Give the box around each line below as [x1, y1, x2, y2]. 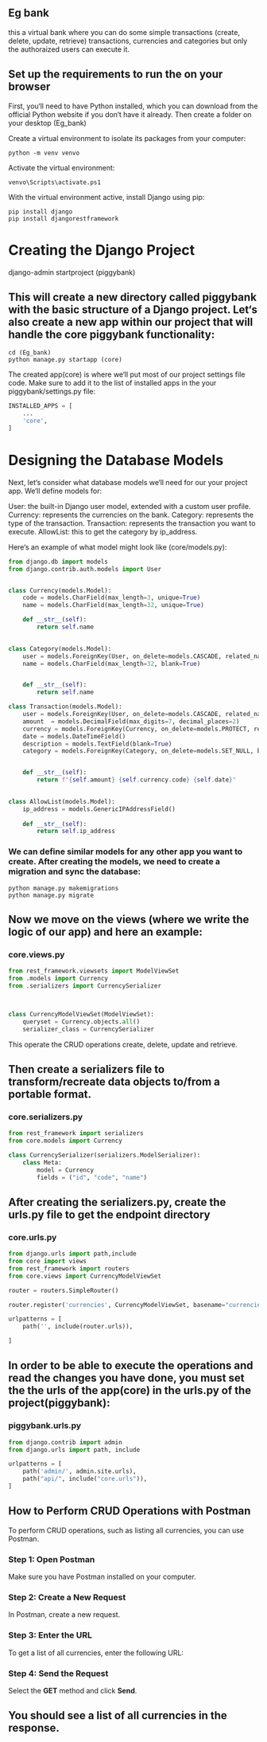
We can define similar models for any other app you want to [8, 846, 243, 857]
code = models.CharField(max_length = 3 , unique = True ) [22, 593, 201, 602]
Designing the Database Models [8, 452, 224, 469]
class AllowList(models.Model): [8, 797, 115, 805]
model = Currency [37, 1166, 94, 1174]
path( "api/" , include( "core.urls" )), [22, 1475, 148, 1483]
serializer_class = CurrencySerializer [22, 1025, 155, 1033]
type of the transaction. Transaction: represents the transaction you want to [8, 518, 256, 528]
